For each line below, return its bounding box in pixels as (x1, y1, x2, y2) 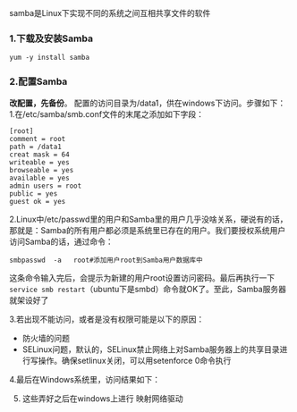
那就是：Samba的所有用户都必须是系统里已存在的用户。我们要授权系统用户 (9, 224, 286, 235)
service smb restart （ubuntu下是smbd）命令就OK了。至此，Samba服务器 (9, 283, 286, 294)
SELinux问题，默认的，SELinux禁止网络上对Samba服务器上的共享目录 (21, 343, 280, 355)
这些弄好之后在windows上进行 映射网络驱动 (21, 392, 183, 404)
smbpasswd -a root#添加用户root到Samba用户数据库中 (9, 256, 203, 265)
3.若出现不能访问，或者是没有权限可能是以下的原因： (9, 314, 205, 324)
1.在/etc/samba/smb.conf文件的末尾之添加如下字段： (9, 108, 204, 119)
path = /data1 (9, 142, 63, 151)
